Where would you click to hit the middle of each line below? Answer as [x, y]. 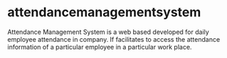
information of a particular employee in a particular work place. [100, 47]
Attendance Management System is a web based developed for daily [109, 32]
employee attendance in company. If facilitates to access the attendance [114, 39]
